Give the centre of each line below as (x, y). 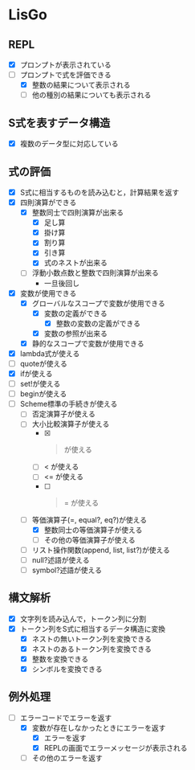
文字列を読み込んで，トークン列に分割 (83, 618)
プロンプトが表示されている (65, 65)
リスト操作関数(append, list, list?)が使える (101, 550)
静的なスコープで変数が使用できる (88, 343)
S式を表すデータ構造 (59, 123)
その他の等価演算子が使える (89, 539)
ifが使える (36, 374)
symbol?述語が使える (67, 570)
